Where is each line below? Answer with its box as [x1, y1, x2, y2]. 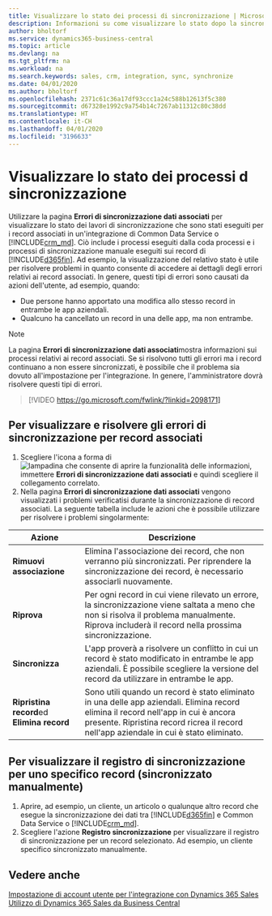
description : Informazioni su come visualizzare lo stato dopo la [8, 19, 237, 28]
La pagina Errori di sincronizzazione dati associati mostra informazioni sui [8, 345, 257, 354]
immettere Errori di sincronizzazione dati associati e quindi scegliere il [19, 469, 259, 479]
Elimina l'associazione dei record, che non [84, 546, 245, 557]
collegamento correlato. [19, 478, 100, 488]
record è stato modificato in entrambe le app [84, 653, 254, 665]
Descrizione [148, 532, 196, 543]
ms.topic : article [8, 42, 70, 50]
